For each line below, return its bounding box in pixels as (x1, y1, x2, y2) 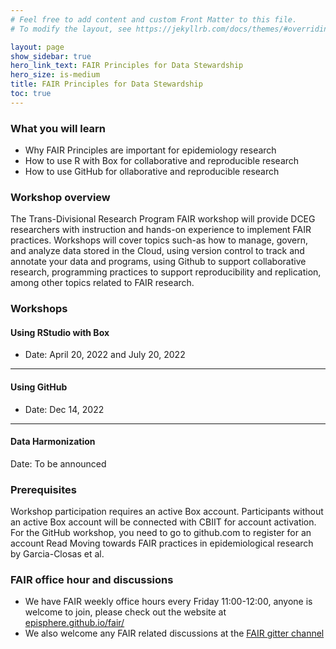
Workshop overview (10, 190, 111, 204)
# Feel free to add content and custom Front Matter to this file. (10, 14, 298, 25)
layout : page (10, 42, 65, 52)
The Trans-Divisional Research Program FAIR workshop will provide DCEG (10, 213, 316, 225)
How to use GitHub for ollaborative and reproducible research (24, 166, 280, 178)
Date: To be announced (10, 457, 107, 470)
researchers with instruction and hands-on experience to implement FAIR (10, 224, 312, 236)
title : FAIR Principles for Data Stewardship (10, 79, 203, 90)
